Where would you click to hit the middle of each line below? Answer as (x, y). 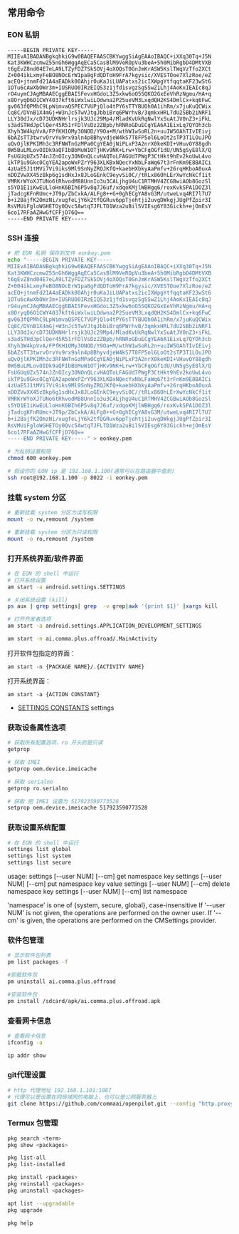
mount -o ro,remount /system (51, 539)
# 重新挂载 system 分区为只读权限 (53, 532)
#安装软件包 (22, 994)
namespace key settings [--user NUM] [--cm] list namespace (97, 892)
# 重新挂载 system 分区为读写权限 (53, 513)
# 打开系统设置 (27, 580)
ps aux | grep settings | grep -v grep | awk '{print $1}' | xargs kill (113, 606)
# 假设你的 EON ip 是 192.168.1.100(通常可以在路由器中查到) (91, 471)
